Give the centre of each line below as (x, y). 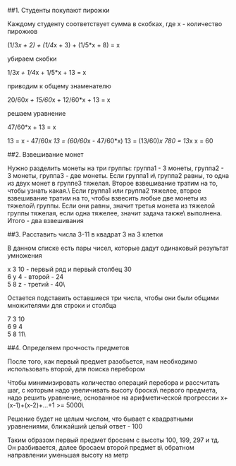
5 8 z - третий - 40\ (36, 284)
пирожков (23, 31)
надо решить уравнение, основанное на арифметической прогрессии (113, 398)
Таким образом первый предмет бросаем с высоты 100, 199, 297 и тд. (113, 440)
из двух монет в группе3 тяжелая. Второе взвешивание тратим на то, (113, 183)
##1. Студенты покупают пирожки (59, 10)
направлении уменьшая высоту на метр (68, 455)
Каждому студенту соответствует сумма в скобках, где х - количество (115, 24)
